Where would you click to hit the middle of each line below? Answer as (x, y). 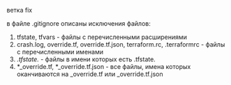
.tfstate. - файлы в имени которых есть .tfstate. (86, 59)
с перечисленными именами (60, 52)
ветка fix (20, 10)
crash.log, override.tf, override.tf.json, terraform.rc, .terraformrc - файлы (121, 44)
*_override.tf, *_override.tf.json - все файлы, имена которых (104, 67)
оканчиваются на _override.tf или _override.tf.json (90, 74)
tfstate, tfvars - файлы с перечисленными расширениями (102, 37)
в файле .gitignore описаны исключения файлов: (79, 23)
